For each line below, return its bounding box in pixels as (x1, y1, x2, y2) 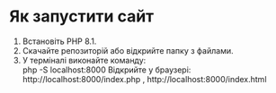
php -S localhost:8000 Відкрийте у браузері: (22, 64, 191, 75)
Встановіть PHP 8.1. (22, 36, 97, 46)
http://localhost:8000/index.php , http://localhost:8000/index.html (22, 73, 267, 84)
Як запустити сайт (9, 6, 155, 27)
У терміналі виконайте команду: (22, 55, 147, 65)
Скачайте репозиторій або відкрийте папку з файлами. (22, 45, 234, 55)
